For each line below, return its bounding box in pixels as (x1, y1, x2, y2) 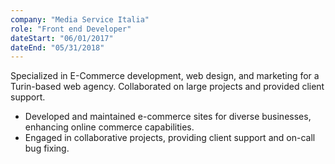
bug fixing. (24, 142, 70, 155)
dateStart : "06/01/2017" (10, 33, 114, 43)
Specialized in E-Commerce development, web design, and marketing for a (10, 70, 320, 82)
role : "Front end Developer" (10, 24, 132, 34)
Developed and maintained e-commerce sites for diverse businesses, (24, 111, 312, 123)
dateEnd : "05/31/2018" (10, 42, 105, 53)
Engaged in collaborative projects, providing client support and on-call (24, 132, 316, 144)
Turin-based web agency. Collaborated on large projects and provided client (10, 81, 325, 93)
